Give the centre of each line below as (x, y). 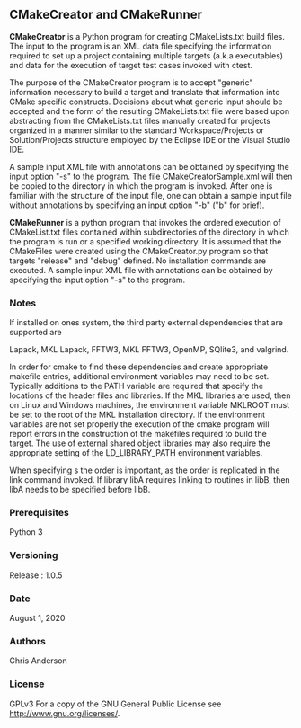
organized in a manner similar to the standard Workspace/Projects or (137, 130)
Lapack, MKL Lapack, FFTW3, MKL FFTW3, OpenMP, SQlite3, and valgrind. (149, 350)
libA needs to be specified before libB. (80, 490)
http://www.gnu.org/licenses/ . (65, 713)
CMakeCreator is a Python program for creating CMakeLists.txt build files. (147, 36)
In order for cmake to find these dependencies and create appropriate (139, 367)
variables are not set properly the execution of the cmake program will (139, 424)
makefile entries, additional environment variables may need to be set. (139, 377)
